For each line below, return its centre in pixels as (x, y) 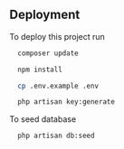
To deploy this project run (57, 36)
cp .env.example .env (58, 86)
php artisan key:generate (67, 102)
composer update (48, 53)
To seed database (43, 119)
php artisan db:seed (56, 136)
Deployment (45, 15)
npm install (40, 70)
